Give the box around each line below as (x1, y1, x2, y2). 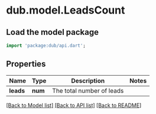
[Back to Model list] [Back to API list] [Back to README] (6, 102, 142, 109)
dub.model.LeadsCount (6, 4, 125, 17)
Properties (6, 59, 46, 69)
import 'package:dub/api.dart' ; (6, 43, 86, 48)
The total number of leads (52, 86, 124, 95)
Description (71, 76, 105, 84)
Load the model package (6, 27, 99, 37)
